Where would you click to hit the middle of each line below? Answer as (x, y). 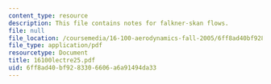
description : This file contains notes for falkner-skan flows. (119, 23)
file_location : (34, 38)
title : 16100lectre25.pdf (52, 61)
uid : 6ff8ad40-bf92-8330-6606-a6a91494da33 (83, 68)
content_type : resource (48, 16)
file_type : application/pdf (56, 46)
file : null (27, 30)
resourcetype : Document (48, 53)
